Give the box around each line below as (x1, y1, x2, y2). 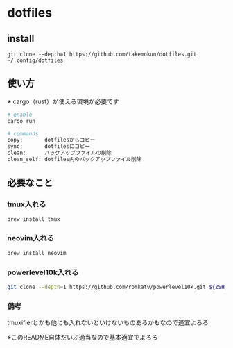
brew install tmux (7, 215, 60, 223)
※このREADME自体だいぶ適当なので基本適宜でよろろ (7, 333, 158, 342)
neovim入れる (7, 233, 54, 243)
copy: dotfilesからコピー (7, 137, 96, 144)
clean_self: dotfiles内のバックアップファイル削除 (7, 156, 142, 163)
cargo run (7, 117, 36, 124)
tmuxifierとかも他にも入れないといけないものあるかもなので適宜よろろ (7, 318, 209, 327)
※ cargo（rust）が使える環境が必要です (7, 97, 120, 106)
